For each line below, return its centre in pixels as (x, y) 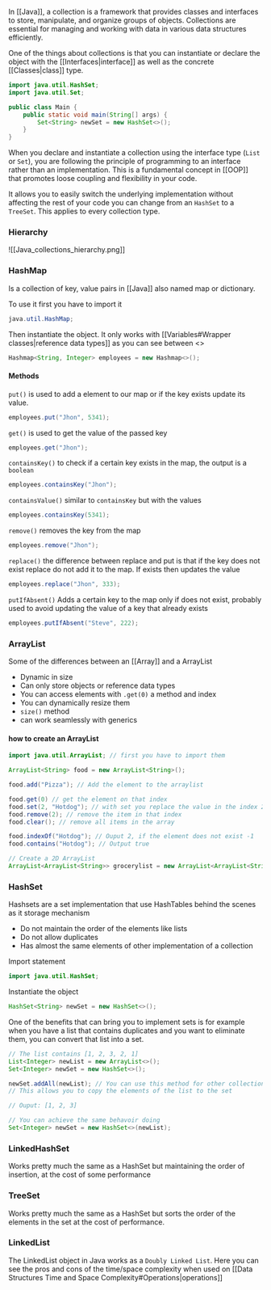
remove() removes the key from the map (75, 531)
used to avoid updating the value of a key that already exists (108, 608)
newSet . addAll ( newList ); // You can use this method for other (117, 1083)
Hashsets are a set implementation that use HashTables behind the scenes (132, 904)
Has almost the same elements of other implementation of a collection (136, 946)
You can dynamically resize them (75, 703)
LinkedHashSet (39, 1149)
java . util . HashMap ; (41, 318)
